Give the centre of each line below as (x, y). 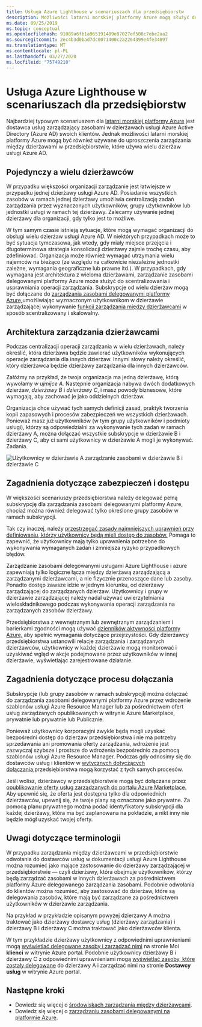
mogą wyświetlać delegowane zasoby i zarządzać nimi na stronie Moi (93, 946)
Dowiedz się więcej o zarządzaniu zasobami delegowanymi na (92, 1011)
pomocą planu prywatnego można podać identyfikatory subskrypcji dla (95, 806)
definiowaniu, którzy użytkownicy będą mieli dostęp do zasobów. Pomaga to (101, 535)
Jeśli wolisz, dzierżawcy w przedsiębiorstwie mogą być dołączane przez (96, 781)
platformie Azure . (36, 1018)
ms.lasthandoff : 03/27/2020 (41, 56)
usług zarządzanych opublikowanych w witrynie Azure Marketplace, (91, 713)
